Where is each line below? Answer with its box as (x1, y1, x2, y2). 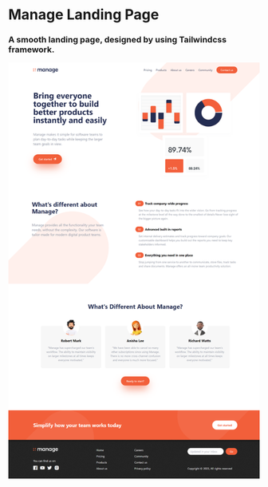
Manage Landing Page (8, 6, 160, 24)
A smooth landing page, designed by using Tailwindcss (8, 34, 227, 46)
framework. (8, 44, 55, 55)
